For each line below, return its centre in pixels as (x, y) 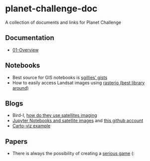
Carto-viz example (31, 126)
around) (20, 88)
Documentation (30, 38)
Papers (16, 141)
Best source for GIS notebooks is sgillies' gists (60, 77)
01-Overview (25, 50)
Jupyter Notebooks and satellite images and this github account (78, 121)
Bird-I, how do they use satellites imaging (55, 115)
